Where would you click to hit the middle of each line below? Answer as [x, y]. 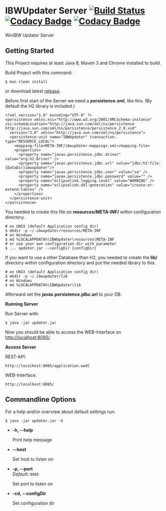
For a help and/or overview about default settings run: [60, 412]
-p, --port [23, 469]
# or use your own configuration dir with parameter [61, 244]
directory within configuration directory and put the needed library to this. [81, 263]
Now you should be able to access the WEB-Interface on [63, 332]
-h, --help [23, 430]
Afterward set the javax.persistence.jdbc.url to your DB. [64, 294]
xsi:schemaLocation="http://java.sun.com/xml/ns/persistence [70, 124]
